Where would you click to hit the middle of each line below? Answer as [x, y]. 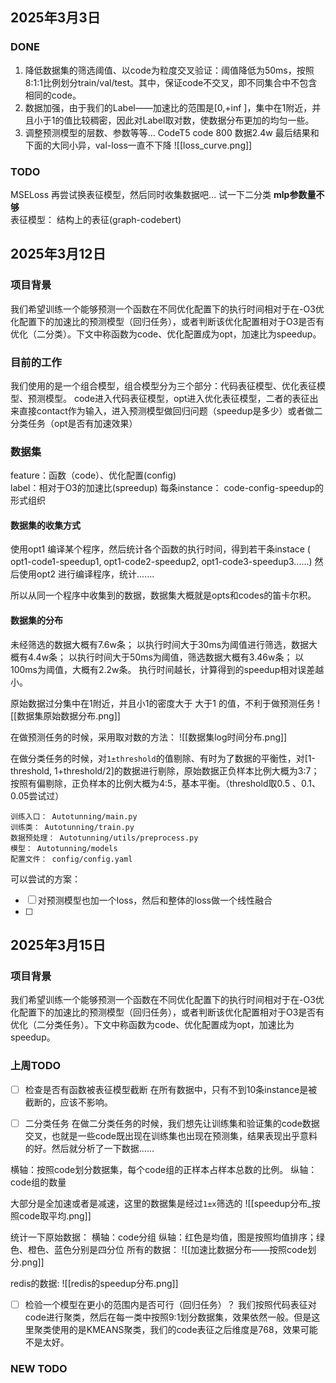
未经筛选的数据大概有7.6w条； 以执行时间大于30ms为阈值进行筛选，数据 [160, 644]
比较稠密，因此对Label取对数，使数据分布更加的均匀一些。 [193, 120]
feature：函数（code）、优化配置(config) [93, 475]
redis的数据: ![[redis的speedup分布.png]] [94, 1283]
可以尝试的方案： [45, 879]
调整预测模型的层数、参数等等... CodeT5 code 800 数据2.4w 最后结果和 [172, 132]
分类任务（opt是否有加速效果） [74, 423]
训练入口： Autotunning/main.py [74, 816]
